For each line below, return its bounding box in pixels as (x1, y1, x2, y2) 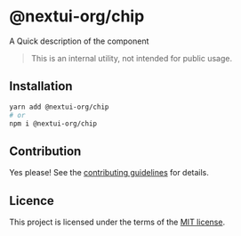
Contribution (9, 143, 82, 159)
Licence (9, 193, 55, 208)
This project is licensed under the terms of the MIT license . (9, 216, 225, 227)
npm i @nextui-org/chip (9, 118, 98, 128)
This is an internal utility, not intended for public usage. (30, 53, 233, 63)
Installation (9, 78, 73, 94)
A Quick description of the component (9, 36, 149, 46)
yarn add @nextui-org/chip (9, 102, 109, 111)
